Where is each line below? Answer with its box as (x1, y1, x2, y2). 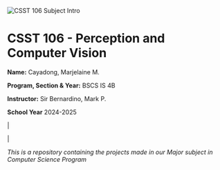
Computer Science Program (7, 155, 87, 163)
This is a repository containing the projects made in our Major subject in (7, 148, 213, 156)
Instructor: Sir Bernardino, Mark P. (7, 94, 107, 103)
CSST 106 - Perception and (7, 31, 165, 46)
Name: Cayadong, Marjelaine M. (7, 67, 100, 76)
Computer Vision (7, 45, 107, 61)
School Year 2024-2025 (7, 107, 77, 116)
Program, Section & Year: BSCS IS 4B (7, 81, 116, 89)
